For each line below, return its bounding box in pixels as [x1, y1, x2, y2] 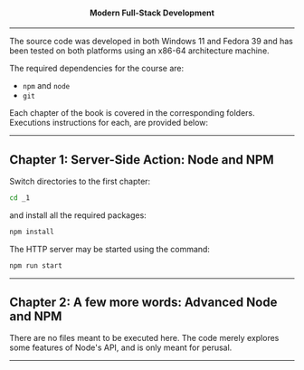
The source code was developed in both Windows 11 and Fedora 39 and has [9, 36, 294, 47]
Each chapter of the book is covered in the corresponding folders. [9, 108, 255, 119]
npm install [9, 227, 54, 236]
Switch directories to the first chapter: [9, 176, 151, 187]
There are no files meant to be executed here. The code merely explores [9, 333, 280, 344]
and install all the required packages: [9, 209, 147, 221]
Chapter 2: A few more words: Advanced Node [9, 295, 278, 310]
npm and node [22, 81, 71, 91]
